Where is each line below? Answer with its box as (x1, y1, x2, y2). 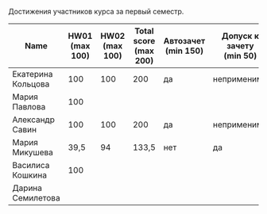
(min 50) (223, 51, 257, 61)
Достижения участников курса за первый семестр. (8, 7, 184, 16)
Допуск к (221, 31, 260, 41)
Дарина (12, 182, 42, 193)
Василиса (12, 160, 50, 170)
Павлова (12, 101, 46, 112)
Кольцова (12, 78, 50, 90)
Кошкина (12, 170, 48, 181)
